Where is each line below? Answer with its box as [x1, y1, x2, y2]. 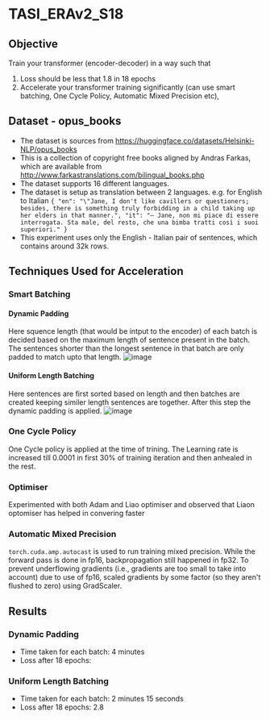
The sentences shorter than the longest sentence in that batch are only [8, 343, 244, 353]
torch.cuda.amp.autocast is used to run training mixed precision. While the [8, 547, 255, 556]
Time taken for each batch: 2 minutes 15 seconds [19, 694, 184, 704]
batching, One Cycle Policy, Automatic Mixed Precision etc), [19, 91, 220, 101]
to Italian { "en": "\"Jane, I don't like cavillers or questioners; [19, 195, 250, 206]
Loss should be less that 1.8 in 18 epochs [19, 74, 156, 83]
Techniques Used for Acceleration [8, 264, 184, 278]
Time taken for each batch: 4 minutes [19, 647, 145, 657]
